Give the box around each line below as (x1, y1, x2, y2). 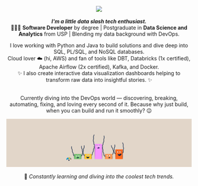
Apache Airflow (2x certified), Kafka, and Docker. (39, 63, 159, 70)
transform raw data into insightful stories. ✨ (46, 76, 152, 83)
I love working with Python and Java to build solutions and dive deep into (9, 42, 189, 49)
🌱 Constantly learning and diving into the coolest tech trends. (24, 172, 174, 180)
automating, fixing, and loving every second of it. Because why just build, (9, 101, 189, 108)
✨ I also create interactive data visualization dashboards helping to (17, 70, 181, 76)
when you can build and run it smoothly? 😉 (46, 107, 152, 114)
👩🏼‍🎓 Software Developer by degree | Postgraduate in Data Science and (10, 24, 188, 31)
